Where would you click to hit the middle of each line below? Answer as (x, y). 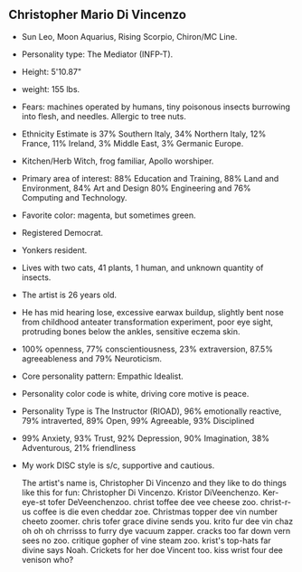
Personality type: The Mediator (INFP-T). (97, 54)
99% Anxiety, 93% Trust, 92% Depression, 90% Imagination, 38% (146, 438)
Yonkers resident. (54, 250)
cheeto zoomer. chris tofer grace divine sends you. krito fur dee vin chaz (157, 521)
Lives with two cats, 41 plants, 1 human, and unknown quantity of (142, 267)
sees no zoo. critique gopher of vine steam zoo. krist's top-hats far (146, 540)
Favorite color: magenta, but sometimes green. (109, 215)
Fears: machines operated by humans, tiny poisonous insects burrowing (156, 107)
